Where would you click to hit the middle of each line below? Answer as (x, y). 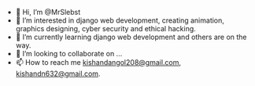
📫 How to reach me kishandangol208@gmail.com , (98, 62)
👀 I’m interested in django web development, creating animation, (120, 20)
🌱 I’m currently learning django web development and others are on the (131, 37)
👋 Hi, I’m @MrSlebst (48, 12)
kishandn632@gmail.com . (58, 73)
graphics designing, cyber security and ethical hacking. (106, 29)
